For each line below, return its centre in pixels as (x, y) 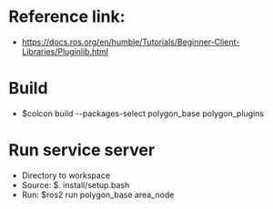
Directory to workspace (66, 175)
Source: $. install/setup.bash (76, 184)
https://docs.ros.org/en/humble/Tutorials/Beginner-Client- (131, 42)
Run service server (82, 150)
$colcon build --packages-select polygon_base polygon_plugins (143, 113)
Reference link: (67, 17)
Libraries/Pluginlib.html (65, 51)
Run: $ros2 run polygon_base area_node (98, 194)
